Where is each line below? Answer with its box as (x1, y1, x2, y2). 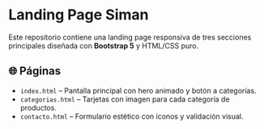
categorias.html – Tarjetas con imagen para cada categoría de (19, 94, 230, 104)
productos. (19, 102, 57, 112)
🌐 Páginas (8, 64, 62, 78)
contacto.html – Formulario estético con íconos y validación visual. (19, 111, 244, 121)
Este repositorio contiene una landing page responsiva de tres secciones (8, 32, 252, 42)
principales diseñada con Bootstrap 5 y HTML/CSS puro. (8, 40, 199, 50)
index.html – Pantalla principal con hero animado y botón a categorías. (19, 85, 257, 95)
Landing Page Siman (8, 6, 149, 24)
